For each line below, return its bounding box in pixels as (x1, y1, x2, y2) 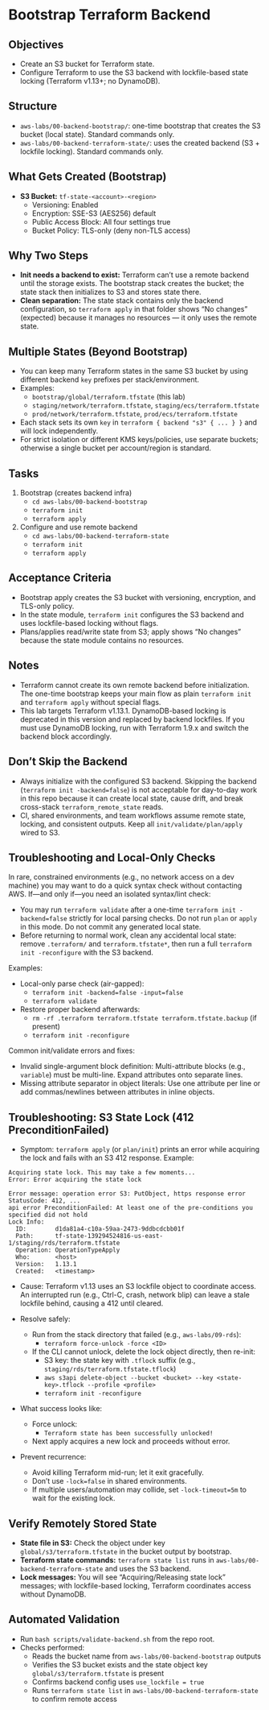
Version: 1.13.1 (15, 1261, 78, 1269)
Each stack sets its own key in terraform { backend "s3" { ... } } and (19, 417, 258, 428)
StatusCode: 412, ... (8, 1197, 81, 1205)
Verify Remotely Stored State (8, 1517, 157, 1530)
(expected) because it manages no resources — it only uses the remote (19, 313, 257, 323)
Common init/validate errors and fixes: (8, 1045, 135, 1056)
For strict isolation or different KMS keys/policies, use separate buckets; (19, 435, 259, 445)
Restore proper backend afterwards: (19, 1004, 141, 1014)
